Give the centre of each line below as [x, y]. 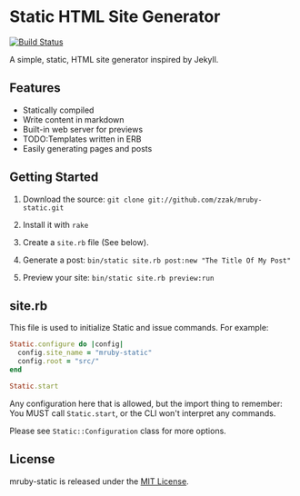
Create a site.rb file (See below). [85, 242]
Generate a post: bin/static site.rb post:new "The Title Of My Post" [157, 260]
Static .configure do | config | [67, 344]
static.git [43, 208]
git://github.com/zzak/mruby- [205, 200]
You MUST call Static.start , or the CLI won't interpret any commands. [143, 413]
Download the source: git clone [83, 199]
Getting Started [54, 178]
